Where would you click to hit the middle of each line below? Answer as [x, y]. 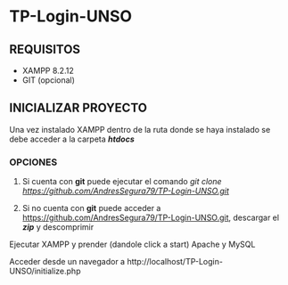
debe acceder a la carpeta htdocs [72, 139]
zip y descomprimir [58, 227]
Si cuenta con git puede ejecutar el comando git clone [122, 182]
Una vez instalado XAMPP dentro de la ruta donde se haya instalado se [140, 129]
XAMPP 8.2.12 [48, 70]
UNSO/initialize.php [45, 271]
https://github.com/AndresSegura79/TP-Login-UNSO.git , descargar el [150, 218]
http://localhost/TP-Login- [175, 262]
